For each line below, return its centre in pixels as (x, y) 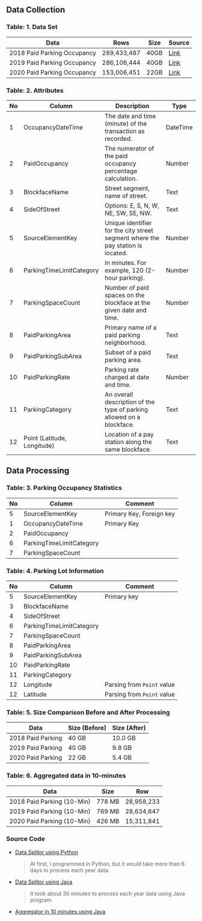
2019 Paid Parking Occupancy (53, 63)
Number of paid (127, 287)
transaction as (125, 131)
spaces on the (124, 295)
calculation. (121, 178)
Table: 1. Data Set (32, 27)
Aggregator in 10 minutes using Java (60, 911)
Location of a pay (129, 434)
